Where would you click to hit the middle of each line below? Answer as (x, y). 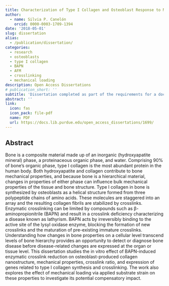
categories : (18, 47)
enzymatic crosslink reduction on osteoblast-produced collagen (71, 257)
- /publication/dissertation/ (41, 43)
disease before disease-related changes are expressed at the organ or (78, 246)
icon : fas (20, 108)
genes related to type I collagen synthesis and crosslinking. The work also (82, 267)
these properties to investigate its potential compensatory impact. (73, 278)
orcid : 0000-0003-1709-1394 (44, 24)
